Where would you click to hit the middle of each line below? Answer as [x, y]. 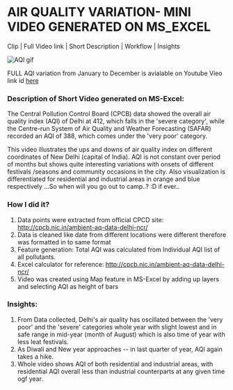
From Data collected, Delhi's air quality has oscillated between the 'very [120, 319]
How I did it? [29, 205]
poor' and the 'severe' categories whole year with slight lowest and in [117, 327]
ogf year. [30, 379]
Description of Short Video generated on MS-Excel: [96, 98]
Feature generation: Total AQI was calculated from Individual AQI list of [119, 249]
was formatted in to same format [64, 242]
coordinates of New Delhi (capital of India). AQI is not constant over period [114, 157]
